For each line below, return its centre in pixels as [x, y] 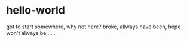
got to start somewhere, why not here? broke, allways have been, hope [93, 27]
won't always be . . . [31, 33]
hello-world [36, 10]
